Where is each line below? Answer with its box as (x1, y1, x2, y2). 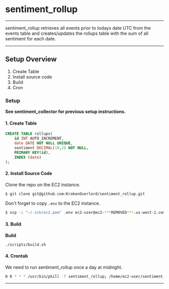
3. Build (5, 221, 22, 227)
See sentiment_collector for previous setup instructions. (5, 108, 126, 114)
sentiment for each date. (5, 35, 56, 41)
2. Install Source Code (5, 170, 52, 176)
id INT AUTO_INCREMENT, (14, 136, 64, 141)
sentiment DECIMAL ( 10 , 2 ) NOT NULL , (14, 145, 89, 150)
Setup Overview (5, 55, 57, 64)
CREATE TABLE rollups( (5, 131, 53, 137)
